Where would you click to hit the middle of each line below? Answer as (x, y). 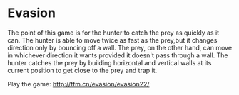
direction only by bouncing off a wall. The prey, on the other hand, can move (120, 47)
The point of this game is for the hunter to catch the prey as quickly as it (113, 33)
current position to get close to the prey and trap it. (82, 70)
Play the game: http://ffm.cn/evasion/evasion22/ (78, 84)
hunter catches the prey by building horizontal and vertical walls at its (110, 62)
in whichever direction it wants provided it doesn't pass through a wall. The (118, 55)
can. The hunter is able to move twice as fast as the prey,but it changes (112, 40)
